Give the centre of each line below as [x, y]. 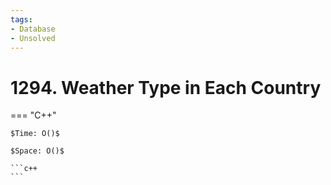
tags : [21, 19]
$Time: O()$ [35, 134]
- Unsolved [33, 38]
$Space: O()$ [37, 151]
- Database [33, 29]
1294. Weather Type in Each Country [166, 87]
